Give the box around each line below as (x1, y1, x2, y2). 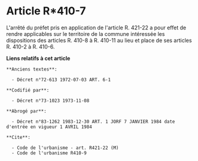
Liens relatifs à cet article (6, 54, 71, 62)
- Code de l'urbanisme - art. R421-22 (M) (11, 145, 119, 151)
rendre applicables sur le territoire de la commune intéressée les (6, 30, 165, 37)
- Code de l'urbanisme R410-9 (11, 150, 87, 156)
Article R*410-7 (6, 4, 86, 18)
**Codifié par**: (6, 87, 50, 93)
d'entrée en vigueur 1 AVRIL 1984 (6, 124, 93, 130)
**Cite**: (6, 134, 31, 140)
